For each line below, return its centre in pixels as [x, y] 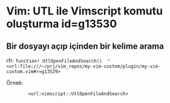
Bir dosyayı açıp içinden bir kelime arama [85, 46]
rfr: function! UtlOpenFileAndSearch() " [58, 61]
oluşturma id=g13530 [62, 24]
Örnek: [15, 83]
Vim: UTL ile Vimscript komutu [85, 11]
